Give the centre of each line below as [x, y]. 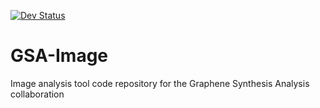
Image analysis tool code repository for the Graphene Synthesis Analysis [160, 83]
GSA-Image [59, 56]
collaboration [37, 94]
